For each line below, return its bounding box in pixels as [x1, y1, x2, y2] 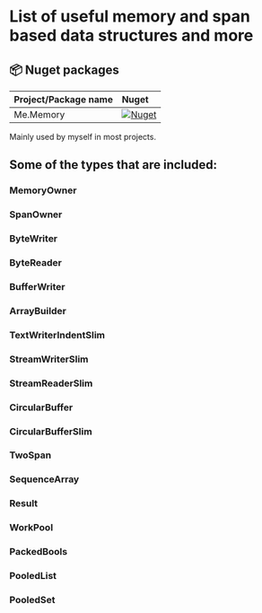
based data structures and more [9, 25, 254, 46]
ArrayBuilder [9, 304, 67, 317]
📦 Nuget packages [9, 62, 119, 77]
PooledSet [9, 593, 56, 606]
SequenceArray [9, 473, 80, 486]
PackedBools [9, 546, 68, 558]
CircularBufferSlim [9, 425, 92, 437]
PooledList [9, 570, 57, 582]
